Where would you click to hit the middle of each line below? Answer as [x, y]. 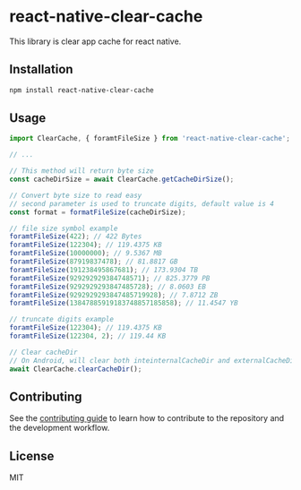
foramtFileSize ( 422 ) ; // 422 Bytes [76, 236]
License [32, 456]
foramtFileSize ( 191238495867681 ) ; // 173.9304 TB [104, 270]
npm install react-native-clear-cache [82, 90]
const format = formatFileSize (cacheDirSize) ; [98, 212]
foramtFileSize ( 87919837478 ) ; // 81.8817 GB [94, 262]
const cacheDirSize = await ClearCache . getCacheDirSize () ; [122, 180]
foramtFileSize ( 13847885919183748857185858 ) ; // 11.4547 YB [124, 303]
